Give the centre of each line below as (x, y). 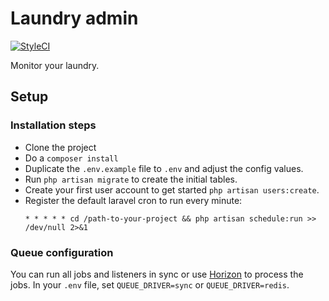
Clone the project (60, 147)
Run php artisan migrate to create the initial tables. (131, 179)
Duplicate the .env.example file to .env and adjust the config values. (164, 168)
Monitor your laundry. (55, 65)
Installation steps (53, 125)
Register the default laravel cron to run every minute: (133, 200)
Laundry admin (74, 18)
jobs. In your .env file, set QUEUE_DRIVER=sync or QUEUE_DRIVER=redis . (150, 284)
